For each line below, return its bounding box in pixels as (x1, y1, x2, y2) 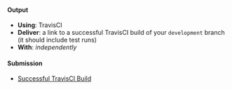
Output (7, 6, 29, 14)
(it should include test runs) (17, 35, 97, 44)
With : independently (17, 43, 77, 51)
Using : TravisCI (17, 21, 63, 29)
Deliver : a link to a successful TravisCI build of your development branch (17, 29, 226, 37)
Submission (7, 59, 43, 67)
